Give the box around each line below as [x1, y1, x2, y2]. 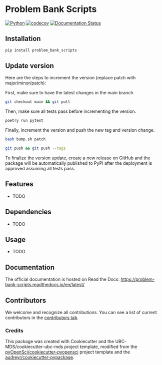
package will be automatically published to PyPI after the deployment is [5, 160, 152, 166]
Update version [5, 61, 54, 70]
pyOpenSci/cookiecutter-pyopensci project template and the [5, 349, 130, 355]
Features [5, 180, 33, 188]
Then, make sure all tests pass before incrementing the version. [5, 108, 136, 114]
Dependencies [5, 208, 51, 216]
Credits [5, 327, 23, 334]
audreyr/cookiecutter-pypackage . [5, 355, 75, 361]
